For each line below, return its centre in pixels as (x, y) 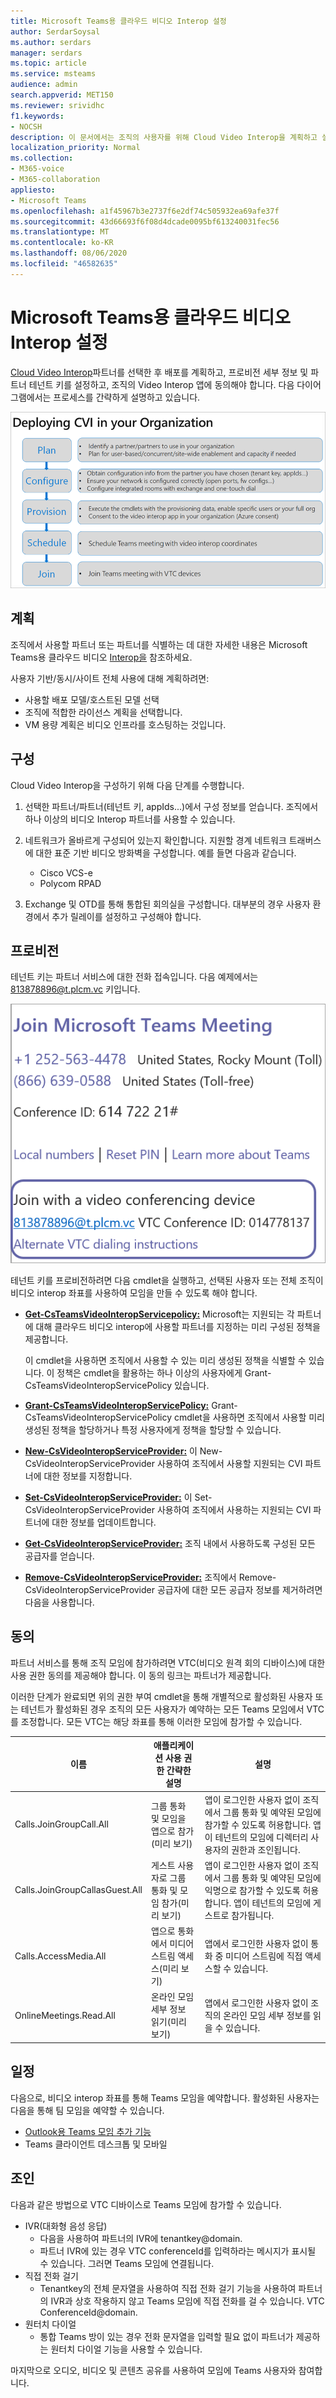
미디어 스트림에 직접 (264, 1956)
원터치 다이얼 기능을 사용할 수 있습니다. (126, 2349)
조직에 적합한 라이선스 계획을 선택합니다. (103, 712)
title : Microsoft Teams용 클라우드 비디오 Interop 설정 (118, 21)
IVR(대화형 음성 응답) (66, 2226)
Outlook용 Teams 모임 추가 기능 (88, 2131)
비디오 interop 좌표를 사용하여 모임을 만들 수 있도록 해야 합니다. (134, 1293)
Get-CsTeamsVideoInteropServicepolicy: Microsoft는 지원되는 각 (159, 1314)
